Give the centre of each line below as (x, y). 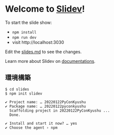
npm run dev (24, 38)
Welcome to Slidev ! (45, 9)
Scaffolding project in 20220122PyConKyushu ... (60, 111)
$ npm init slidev (24, 94)
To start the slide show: (28, 22)
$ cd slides (17, 89)
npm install (24, 32)
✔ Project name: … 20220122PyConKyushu (46, 102)
